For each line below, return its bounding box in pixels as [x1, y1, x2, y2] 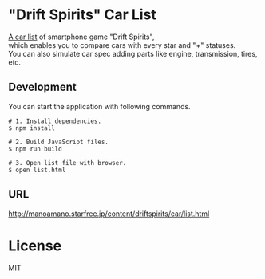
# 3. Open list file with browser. [8, 159, 127, 167]
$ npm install [8, 124, 56, 132]
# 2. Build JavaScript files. [8, 138, 109, 146]
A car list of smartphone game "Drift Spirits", [8, 32, 155, 41]
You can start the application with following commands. [8, 101, 191, 111]
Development [8, 81, 77, 94]
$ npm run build [8, 145, 62, 153]
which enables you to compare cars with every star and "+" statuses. [8, 40, 236, 49]
